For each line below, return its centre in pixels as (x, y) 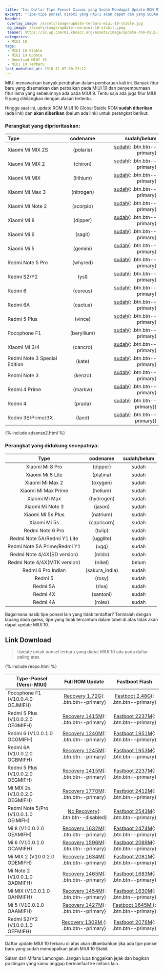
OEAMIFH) (20, 835)
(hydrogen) (102, 498)
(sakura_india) (102, 570)
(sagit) (82, 234)
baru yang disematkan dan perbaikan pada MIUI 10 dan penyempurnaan (78, 88)
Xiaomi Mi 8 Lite (44, 475)
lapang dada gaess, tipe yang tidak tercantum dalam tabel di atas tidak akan (82, 619)
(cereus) (83, 291)
